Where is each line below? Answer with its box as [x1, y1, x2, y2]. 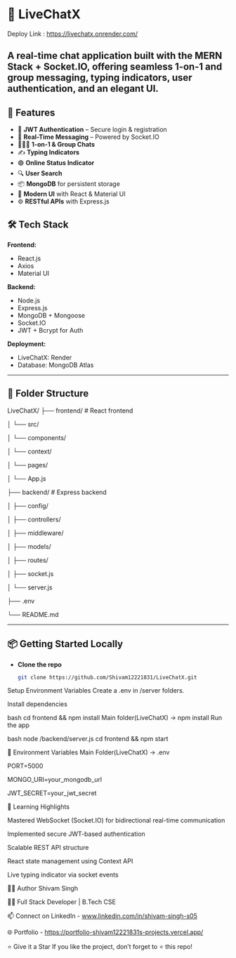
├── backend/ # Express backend [7, 488, 107, 496]
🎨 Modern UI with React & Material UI [17, 189, 126, 199]
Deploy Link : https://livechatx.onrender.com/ [7, 29, 138, 38]
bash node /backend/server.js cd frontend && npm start [7, 735, 169, 743]
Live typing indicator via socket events [7, 870, 119, 879]
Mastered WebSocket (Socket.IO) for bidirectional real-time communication [7, 816, 225, 825]
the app [7, 721, 29, 729]
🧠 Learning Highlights [7, 803, 70, 811]
